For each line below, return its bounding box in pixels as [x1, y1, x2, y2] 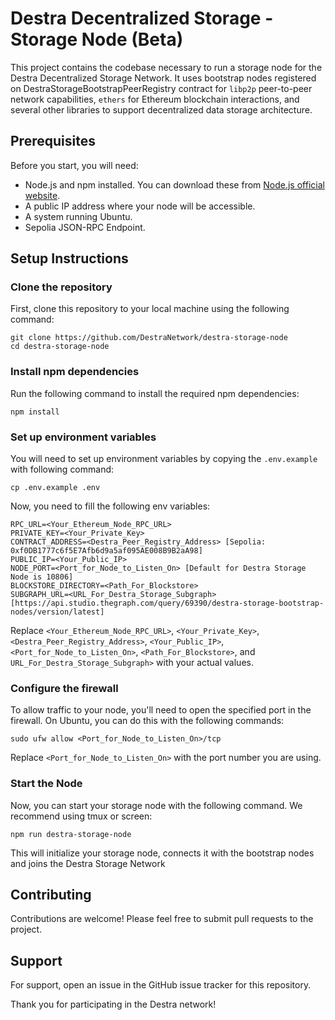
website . [24, 189, 61, 201]
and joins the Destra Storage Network [10, 857, 166, 869]
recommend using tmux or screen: [10, 810, 153, 822]
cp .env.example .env [10, 483, 101, 493]
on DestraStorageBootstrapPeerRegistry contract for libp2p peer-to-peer [10, 82, 313, 94]
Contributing [10, 887, 92, 904]
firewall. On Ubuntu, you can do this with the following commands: [10, 715, 285, 727]
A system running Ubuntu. [24, 210, 133, 222]
